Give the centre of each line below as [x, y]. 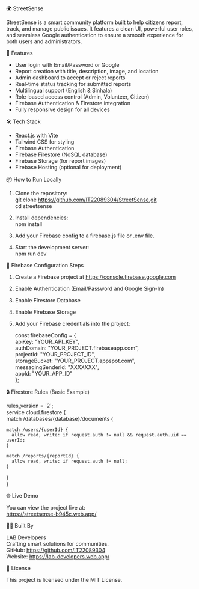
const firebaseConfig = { [45, 335]
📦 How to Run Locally [34, 179]
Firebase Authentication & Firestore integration [73, 103]
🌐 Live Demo [23, 496]
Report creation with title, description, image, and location [87, 71]
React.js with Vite [36, 135]
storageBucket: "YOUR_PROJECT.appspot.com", [75, 361]
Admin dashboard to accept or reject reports [70, 78]
